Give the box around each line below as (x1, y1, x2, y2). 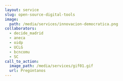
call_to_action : (5, 59, 39, 64)
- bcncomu (9, 49, 30, 54)
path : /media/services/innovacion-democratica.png (9, 21, 118, 27)
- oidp (9, 40, 23, 45)
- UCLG (9, 45, 23, 50)
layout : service (5, 7, 39, 13)
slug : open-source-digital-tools (5, 12, 75, 17)
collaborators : (5, 26, 37, 31)
